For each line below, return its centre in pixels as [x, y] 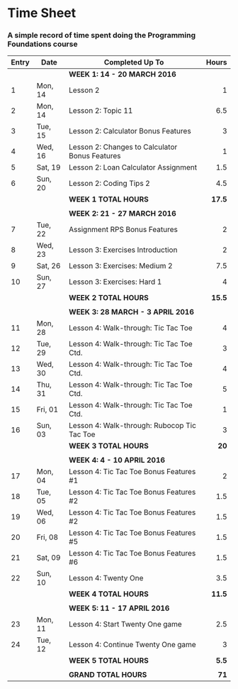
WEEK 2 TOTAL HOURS [108, 298]
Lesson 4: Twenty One [106, 578]
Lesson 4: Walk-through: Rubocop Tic [132, 426]
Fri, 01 [47, 409]
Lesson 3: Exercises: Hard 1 [115, 282]
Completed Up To [134, 62]
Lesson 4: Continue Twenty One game [132, 645]
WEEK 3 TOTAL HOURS [108, 446]
